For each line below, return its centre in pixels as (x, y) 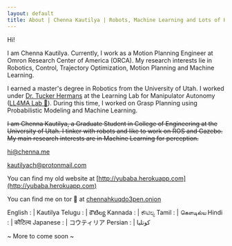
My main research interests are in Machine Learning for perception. (103, 138)
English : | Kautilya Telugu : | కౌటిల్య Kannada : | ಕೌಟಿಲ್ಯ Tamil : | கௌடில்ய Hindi (115, 212)
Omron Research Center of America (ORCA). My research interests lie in (110, 60)
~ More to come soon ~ (41, 236)
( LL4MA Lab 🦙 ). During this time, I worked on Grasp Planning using (103, 103)
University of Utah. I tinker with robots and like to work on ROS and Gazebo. (115, 131)
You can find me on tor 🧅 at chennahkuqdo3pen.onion (84, 199)
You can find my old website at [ (53, 178)
